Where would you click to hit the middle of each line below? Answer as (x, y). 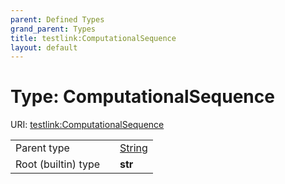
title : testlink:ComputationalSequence (93, 38)
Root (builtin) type (58, 164)
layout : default (44, 47)
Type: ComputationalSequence (142, 97)
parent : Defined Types (57, 19)
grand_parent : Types (53, 29)
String (133, 148)
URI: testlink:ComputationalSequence (87, 125)
